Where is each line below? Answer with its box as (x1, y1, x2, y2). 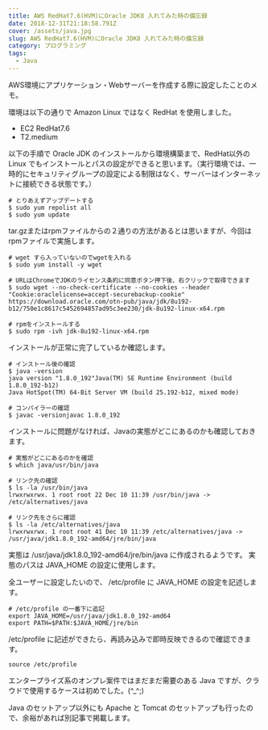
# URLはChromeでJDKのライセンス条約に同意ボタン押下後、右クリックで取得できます (8, 276, 251, 284)
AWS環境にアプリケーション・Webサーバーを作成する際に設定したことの (8, 80, 251, 90)
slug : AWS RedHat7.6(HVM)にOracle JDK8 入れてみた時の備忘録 (8, 34, 204, 43)
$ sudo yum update (8, 211, 70, 219)
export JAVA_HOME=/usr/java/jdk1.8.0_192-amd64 (8, 611, 171, 620)
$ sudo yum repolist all (8, 203, 92, 212)
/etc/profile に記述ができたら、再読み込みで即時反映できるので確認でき (8, 634, 245, 644)
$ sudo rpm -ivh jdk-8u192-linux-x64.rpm (8, 327, 150, 335)
